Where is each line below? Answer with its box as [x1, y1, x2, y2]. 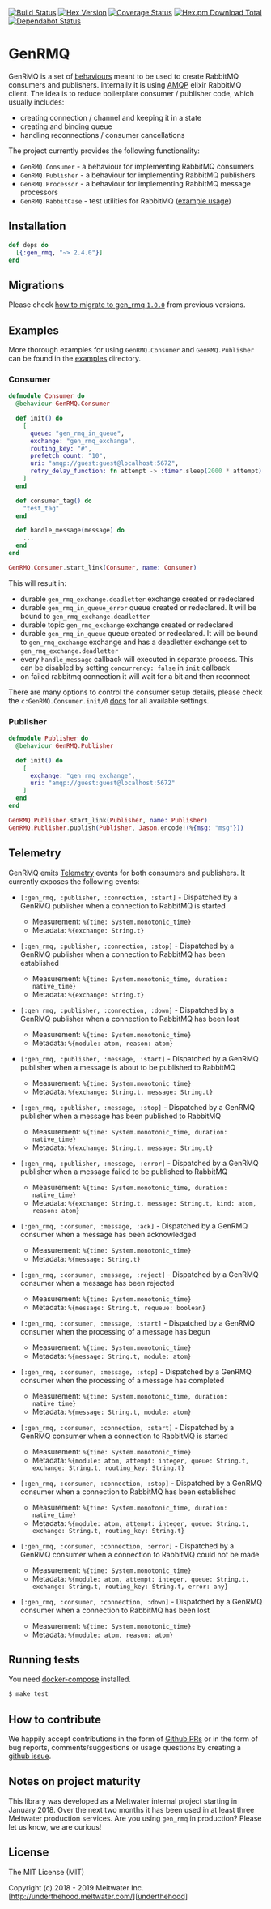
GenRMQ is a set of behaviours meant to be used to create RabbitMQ [8, 71, 239, 81]
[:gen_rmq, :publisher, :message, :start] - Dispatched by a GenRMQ [19, 1053, 259, 1063]
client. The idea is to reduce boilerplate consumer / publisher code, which [8, 88, 255, 98]
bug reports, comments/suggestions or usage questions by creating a [8, 1743, 241, 1753]
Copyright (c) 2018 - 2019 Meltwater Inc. [8, 1882, 144, 1892]
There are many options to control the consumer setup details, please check [8, 687, 263, 697]
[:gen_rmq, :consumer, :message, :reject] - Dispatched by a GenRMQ [19, 1269, 259, 1279]
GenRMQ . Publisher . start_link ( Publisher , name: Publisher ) [8, 816, 208, 824]
